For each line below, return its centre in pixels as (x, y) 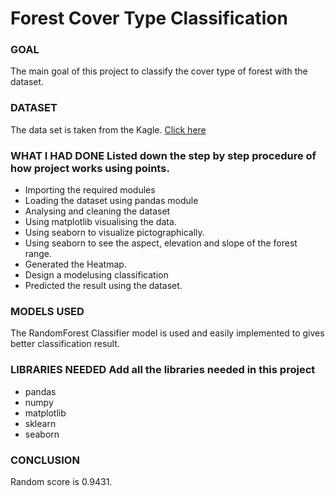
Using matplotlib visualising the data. (100, 222)
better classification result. (65, 344)
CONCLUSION (45, 460)
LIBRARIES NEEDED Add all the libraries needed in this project (163, 370)
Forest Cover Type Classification (149, 18)
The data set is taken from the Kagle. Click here (108, 129)
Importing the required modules (90, 190)
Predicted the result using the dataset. (103, 286)
